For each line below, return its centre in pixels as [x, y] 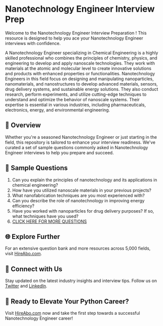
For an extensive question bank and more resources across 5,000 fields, [78, 248]
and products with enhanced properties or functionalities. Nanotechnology [80, 73]
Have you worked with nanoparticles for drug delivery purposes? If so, [83, 211]
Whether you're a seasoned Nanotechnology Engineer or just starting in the [81, 137]
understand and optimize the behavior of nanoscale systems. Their [72, 99]
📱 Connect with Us [34, 269]
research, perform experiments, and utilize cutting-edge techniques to [76, 94]
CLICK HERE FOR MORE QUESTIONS [49, 221]
